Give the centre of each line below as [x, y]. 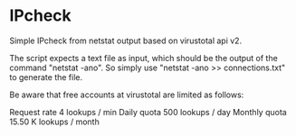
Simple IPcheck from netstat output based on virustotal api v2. [126, 41]
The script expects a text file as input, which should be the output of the [143, 58]
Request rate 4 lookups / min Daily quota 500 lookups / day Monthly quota [148, 112]
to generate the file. [46, 77]
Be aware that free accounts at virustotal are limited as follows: [127, 95]
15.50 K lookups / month [54, 122]
